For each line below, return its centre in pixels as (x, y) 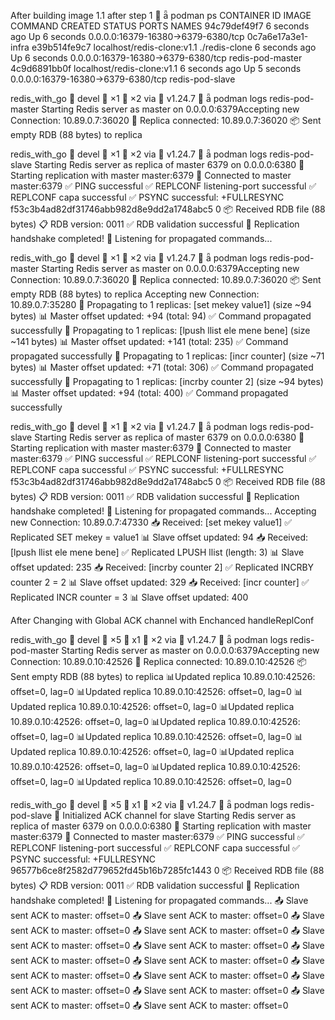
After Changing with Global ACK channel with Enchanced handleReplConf (162, 620)
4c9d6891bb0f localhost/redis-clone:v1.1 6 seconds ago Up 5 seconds (156, 68)
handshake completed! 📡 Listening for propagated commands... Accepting (163, 511)
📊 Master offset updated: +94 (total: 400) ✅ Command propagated (149, 393)
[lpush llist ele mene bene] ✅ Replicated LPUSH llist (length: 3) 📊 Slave (157, 552)
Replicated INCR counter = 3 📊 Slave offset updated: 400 (129, 597)
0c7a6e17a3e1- (277, 36)
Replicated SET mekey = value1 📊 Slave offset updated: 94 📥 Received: (159, 537)
